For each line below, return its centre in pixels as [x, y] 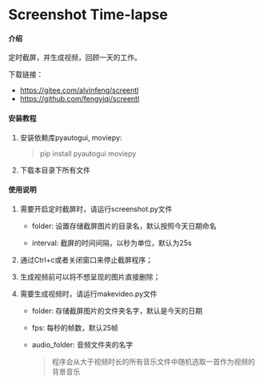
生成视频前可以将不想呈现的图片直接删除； [90, 276]
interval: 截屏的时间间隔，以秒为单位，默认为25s [112, 243]
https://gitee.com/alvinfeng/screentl [79, 90]
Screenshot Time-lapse [88, 15]
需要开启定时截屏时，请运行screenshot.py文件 [96, 208]
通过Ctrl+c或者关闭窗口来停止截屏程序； [86, 259]
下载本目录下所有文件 [55, 170]
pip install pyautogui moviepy [88, 153]
